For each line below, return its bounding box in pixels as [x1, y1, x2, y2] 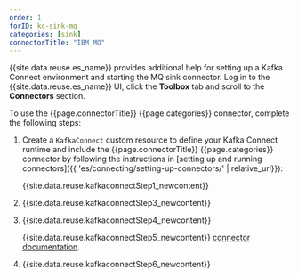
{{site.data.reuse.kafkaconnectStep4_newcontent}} [21, 215, 212, 225]
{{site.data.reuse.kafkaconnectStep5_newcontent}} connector [21, 233, 251, 243]
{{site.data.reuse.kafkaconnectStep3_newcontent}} [21, 198, 212, 208]
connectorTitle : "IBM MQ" [9, 37, 105, 47]
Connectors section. [9, 91, 86, 102]
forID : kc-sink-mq [9, 21, 77, 30]
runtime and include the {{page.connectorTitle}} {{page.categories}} [21, 144, 274, 155]
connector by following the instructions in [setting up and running [21, 153, 262, 165]
